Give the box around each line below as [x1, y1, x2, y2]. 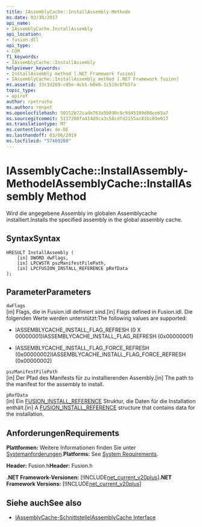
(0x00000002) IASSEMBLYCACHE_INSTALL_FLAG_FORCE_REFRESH [14, 351, 186, 358]
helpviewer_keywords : [6, 65, 61, 71]
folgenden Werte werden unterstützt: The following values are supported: [6, 315, 188, 322]
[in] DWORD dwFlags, [17, 255, 69, 261]
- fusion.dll [6, 37, 39, 43]
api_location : [6, 31, 42, 37]
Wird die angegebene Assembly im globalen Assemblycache [6, 209, 157, 217]
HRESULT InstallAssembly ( [6, 249, 74, 255]
